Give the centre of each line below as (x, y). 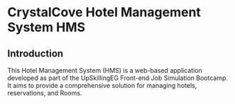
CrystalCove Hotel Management (104, 12)
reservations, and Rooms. (45, 93)
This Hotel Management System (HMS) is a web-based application (105, 70)
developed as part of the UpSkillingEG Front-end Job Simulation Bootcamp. (118, 78)
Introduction (35, 53)
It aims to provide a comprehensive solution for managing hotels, (102, 85)
